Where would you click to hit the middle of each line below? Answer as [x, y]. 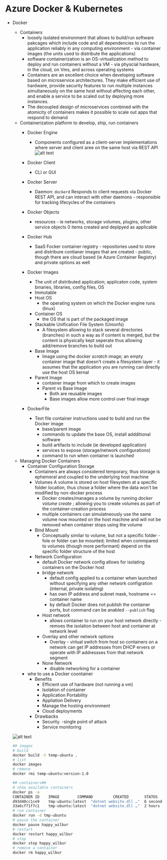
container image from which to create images [89, 383]
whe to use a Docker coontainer [60, 674]
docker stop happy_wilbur [39, 843]
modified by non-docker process [69, 493]
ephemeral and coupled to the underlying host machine [92, 477]
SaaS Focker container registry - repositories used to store [95, 246]
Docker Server [42, 182]
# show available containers [43, 787]
